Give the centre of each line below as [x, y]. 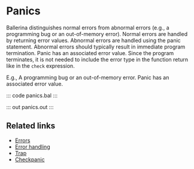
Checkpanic [30, 159]
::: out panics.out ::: [30, 107]
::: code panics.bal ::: [32, 95]
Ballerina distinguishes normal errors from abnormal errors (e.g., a [88, 28]
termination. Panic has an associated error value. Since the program [90, 53]
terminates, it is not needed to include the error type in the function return [97, 59]
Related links [31, 126]
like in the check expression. [40, 66]
